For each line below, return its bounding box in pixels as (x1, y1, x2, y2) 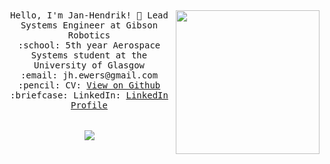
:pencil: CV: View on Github (17, 80, 161, 91)
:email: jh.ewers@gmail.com (20, 70, 159, 81)
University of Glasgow (33, 60, 145, 71)
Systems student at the (30, 50, 148, 61)
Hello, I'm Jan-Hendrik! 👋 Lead (10, 10, 169, 21)
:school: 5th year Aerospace (17, 40, 161, 51)
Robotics (67, 30, 111, 41)
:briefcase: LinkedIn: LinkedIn (10, 90, 169, 101)
